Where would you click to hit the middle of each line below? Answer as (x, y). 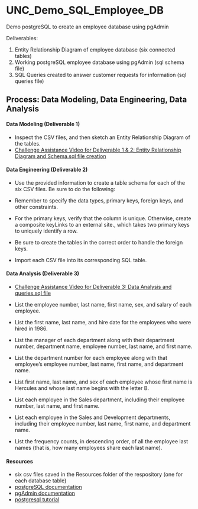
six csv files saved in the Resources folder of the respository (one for (99, 475)
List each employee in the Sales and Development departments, (92, 417)
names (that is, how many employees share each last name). (88, 447)
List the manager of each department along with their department (95, 340)
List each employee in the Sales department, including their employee (100, 400)
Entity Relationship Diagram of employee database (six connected (95, 49)
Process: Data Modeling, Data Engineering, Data (97, 100)
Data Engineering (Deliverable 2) (47, 170)
